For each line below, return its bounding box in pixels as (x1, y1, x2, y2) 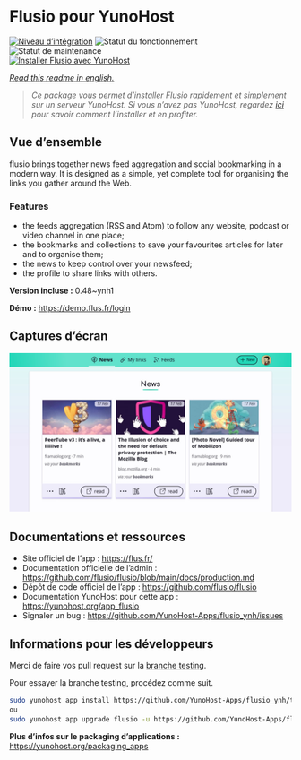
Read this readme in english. (9, 72, 115, 82)
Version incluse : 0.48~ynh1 (9, 285, 115, 297)
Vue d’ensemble (9, 134, 103, 150)
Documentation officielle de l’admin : (21, 563, 158, 574)
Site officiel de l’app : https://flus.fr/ (21, 553, 153, 564)
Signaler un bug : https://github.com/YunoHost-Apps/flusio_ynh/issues (21, 610, 284, 621)
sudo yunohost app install (9, 695, 110, 704)
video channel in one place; (21, 230, 125, 241)
